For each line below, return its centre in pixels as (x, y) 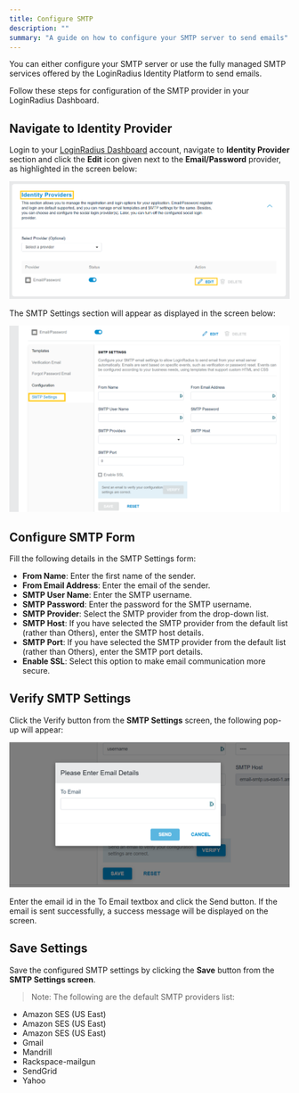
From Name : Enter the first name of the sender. (109, 576)
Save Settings (48, 949)
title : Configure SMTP (51, 19)
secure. (36, 671)
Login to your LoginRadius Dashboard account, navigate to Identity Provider (149, 150)
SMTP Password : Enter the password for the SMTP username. (137, 604)
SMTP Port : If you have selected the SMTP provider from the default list (154, 642)
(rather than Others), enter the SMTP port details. (112, 652)
